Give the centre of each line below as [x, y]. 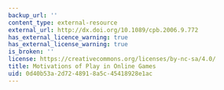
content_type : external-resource [63, 23]
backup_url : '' [33, 15]
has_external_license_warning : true [68, 45]
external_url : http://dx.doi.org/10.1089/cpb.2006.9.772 [103, 30]
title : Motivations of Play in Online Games [82, 67]
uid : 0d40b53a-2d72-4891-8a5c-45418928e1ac [81, 74]
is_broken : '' [31, 52]
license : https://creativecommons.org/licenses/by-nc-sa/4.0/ [112, 59]
